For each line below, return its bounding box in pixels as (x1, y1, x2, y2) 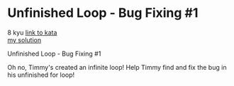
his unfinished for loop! (7, 70, 75, 79)
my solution (7, 35, 41, 44)
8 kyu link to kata (7, 28, 57, 37)
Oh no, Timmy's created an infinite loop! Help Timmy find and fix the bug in (7, 63, 227, 71)
